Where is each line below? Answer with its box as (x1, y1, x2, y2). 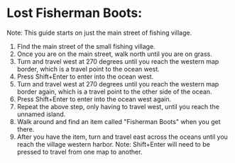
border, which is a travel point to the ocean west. (16, 64, 160, 73)
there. (16, 125, 35, 133)
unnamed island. (16, 110, 66, 118)
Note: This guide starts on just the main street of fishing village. (6, 28, 192, 37)
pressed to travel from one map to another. (16, 147, 143, 156)
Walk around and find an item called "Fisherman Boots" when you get (16, 117, 221, 125)
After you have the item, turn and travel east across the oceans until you (16, 133, 229, 141)
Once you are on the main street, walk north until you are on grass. (16, 50, 212, 58)
